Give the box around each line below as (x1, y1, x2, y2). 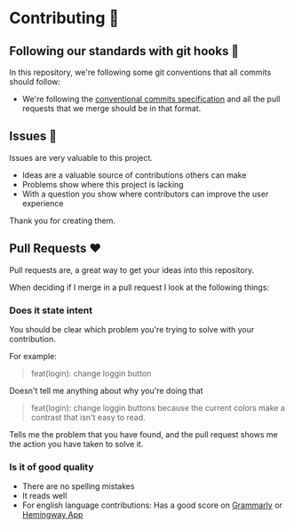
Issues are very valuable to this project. (9, 152, 154, 163)
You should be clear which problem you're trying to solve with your (9, 324, 255, 334)
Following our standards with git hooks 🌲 (9, 44, 240, 59)
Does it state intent (9, 304, 93, 317)
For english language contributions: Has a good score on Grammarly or (21, 500, 282, 510)
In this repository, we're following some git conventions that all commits (9, 67, 272, 77)
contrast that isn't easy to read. (30, 412, 147, 422)
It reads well (21, 491, 68, 501)
